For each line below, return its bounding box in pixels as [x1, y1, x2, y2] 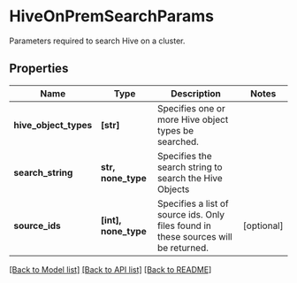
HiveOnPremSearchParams [9, 6, 215, 27]
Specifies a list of [157, 197, 229, 210]
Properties [9, 61, 69, 76]
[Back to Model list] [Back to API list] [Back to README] [9, 264, 212, 275]
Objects [157, 183, 190, 195]
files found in [157, 219, 212, 232]
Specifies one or [157, 102, 225, 114]
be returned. [157, 241, 209, 254]
